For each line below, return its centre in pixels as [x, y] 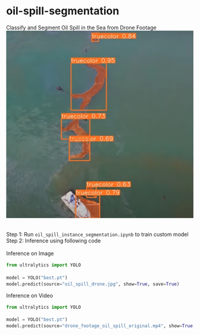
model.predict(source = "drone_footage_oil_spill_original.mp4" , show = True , [101, 326]
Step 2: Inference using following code [54, 241]
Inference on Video [30, 295]
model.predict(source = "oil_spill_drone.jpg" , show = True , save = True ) [93, 284]
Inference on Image [30, 253]
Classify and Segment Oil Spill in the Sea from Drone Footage [81, 27]
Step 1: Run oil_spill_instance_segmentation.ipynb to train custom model [97, 235]
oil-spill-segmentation [63, 11]
